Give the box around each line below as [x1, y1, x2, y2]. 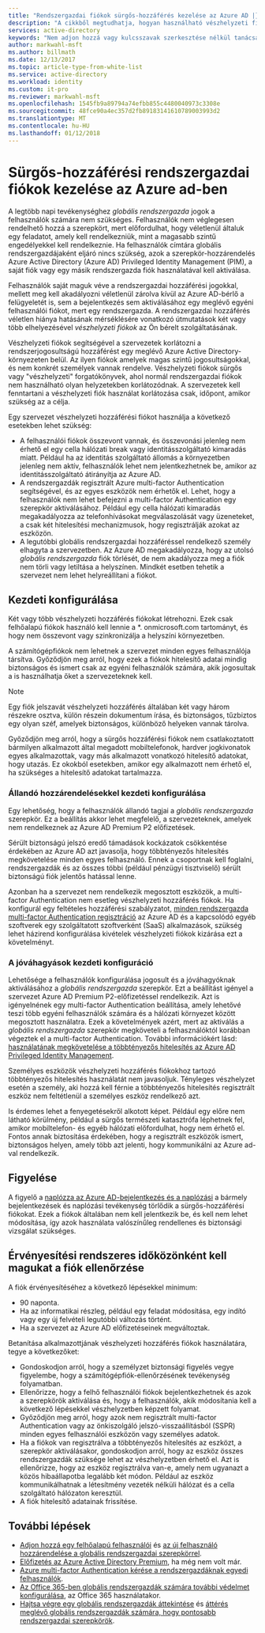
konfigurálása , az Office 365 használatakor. [19, 1591, 162, 1601]
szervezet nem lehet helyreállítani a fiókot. [19, 570, 158, 580]
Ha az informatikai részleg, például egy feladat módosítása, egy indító [19, 1306, 247, 1316]
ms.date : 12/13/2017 [8, 56, 77, 64]
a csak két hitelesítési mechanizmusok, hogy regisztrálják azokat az [19, 520, 241, 529]
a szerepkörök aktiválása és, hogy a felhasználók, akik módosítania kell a [19, 1396, 257, 1405]
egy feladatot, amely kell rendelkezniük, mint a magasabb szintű [8, 231, 217, 241]
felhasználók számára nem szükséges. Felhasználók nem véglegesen [8, 214, 234, 224]
